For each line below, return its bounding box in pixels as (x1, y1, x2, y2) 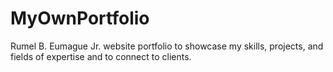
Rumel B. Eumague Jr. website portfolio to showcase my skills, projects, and (10, 40, 324, 52)
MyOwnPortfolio (10, 7, 150, 30)
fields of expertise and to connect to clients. (10, 50, 192, 62)
